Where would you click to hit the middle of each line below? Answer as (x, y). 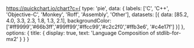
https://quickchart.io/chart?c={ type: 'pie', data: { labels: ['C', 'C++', (88, 8)
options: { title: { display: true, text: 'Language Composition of (81, 33)
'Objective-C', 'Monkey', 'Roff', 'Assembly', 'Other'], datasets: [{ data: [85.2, (98, 14)
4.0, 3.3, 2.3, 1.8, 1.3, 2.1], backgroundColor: (59, 21)
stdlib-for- (169, 33)
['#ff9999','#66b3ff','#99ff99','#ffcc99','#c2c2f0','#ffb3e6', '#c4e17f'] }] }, (96, 27)
